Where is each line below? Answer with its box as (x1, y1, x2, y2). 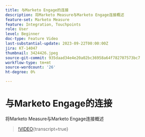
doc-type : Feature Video (5, 36, 58, 42)
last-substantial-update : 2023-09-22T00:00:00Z (5, 41, 109, 46)
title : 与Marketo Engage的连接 (5, 7, 69, 13)
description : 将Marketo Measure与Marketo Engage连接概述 (5, 12, 125, 17)
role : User (5, 27, 29, 32)
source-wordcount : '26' (5, 65, 56, 70)
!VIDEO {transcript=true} (17, 126, 69, 132)
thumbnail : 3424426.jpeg (5, 50, 58, 55)
